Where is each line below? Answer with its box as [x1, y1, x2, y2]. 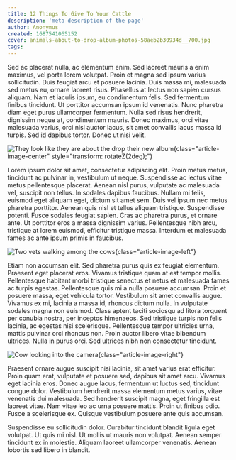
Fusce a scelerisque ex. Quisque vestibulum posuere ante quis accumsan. [7, 410, 224, 417]
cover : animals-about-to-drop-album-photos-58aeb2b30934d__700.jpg [7, 37, 211, 44]
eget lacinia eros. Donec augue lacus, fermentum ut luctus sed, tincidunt [7, 379, 220, 388]
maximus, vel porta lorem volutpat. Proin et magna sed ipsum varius [7, 70, 206, 79]
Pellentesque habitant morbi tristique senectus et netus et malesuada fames [7, 276, 230, 285]
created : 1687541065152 [7, 30, 78, 38]
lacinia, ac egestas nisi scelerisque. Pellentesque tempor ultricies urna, [7, 322, 215, 330]
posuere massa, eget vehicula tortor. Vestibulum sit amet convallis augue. [7, 292, 223, 300]
